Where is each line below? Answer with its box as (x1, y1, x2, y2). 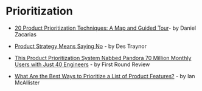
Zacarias (14, 30, 37, 38)
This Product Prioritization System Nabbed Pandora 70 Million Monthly (14, 54, 192, 61)
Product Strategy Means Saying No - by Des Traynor (14, 42, 147, 50)
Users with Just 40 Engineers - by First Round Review (14, 61, 150, 68)
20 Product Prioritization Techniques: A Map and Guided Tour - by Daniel (14, 24, 196, 32)
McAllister (14, 79, 40, 86)
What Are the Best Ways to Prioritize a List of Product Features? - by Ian (14, 72, 195, 79)
